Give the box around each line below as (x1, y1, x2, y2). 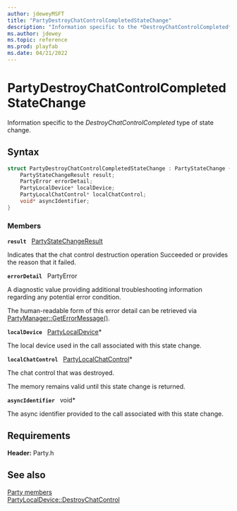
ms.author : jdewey (7, 30, 61, 37)
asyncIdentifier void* (7, 396, 76, 405)
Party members (7, 488, 53, 496)
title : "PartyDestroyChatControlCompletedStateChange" (7, 17, 172, 24)
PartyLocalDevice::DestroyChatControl (7, 495, 120, 504)
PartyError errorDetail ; (20, 178, 93, 185)
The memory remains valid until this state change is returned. (7, 382, 186, 391)
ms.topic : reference (7, 37, 68, 44)
